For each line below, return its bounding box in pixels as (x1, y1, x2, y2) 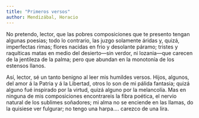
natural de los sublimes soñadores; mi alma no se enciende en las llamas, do (6, 98, 194, 106)
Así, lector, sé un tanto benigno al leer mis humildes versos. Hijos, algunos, (6, 74, 189, 81)
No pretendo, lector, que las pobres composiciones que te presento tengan (6, 30, 190, 37)
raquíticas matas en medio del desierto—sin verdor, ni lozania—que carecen (6, 49, 193, 56)
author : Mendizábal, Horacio (6, 14, 78, 20)
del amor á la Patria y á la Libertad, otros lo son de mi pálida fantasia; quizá (6, 79, 190, 87)
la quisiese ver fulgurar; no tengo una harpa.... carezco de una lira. (6, 105, 169, 112)
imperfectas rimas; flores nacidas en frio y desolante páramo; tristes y (6, 43, 178, 50)
